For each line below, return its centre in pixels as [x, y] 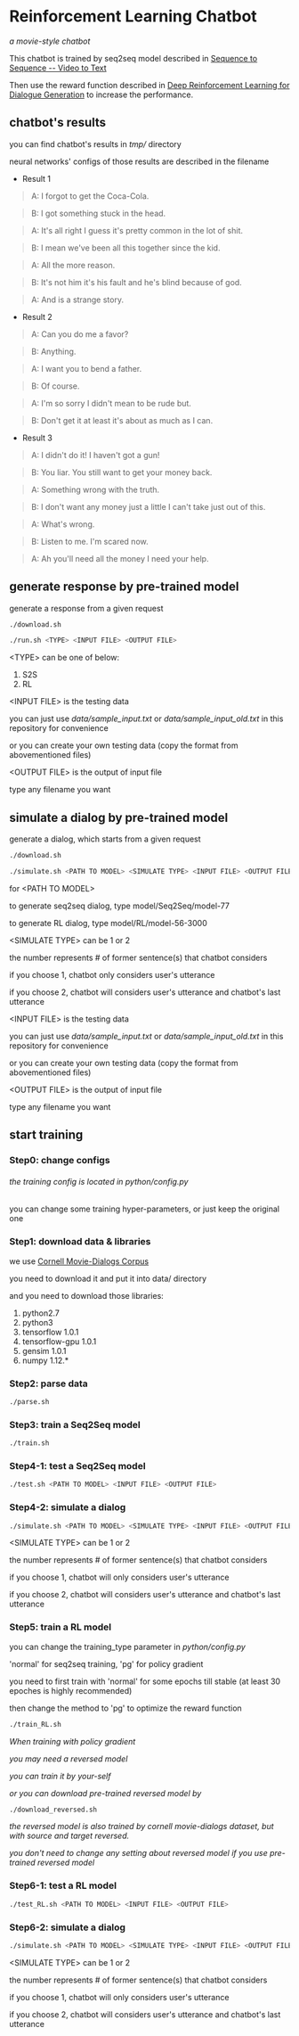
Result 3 [37, 438]
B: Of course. [55, 386]
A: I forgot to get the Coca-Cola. [90, 196]
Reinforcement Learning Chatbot [133, 16]
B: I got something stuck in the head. [98, 213]
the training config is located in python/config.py [99, 1181]
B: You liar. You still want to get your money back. [121, 472]
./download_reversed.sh [53, 1810]
